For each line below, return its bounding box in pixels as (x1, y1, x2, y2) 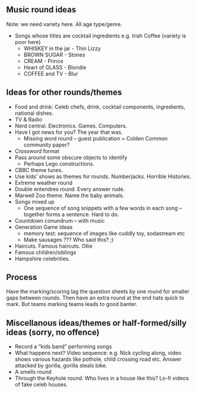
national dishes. (14, 110, 53, 117)
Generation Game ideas (14, 223, 73, 230)
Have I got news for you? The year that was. (14, 128, 123, 136)
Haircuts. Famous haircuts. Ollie (14, 242, 93, 249)
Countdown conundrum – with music (14, 217, 105, 224)
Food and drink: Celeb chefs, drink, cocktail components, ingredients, (14, 103, 186, 110)
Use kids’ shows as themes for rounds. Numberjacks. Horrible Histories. (14, 173, 192, 180)
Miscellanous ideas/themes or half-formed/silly (6, 318, 187, 328)
